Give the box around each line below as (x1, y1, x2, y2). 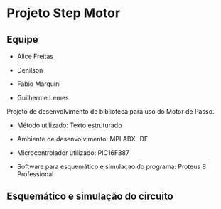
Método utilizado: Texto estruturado (16, 121, 122, 129)
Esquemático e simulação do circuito (6, 191, 173, 203)
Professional (16, 170, 54, 178)
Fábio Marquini (16, 80, 61, 88)
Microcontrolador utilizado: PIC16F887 (16, 149, 129, 157)
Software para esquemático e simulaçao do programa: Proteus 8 (16, 162, 207, 171)
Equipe (6, 33, 38, 45)
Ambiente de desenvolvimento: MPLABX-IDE (16, 135, 149, 143)
